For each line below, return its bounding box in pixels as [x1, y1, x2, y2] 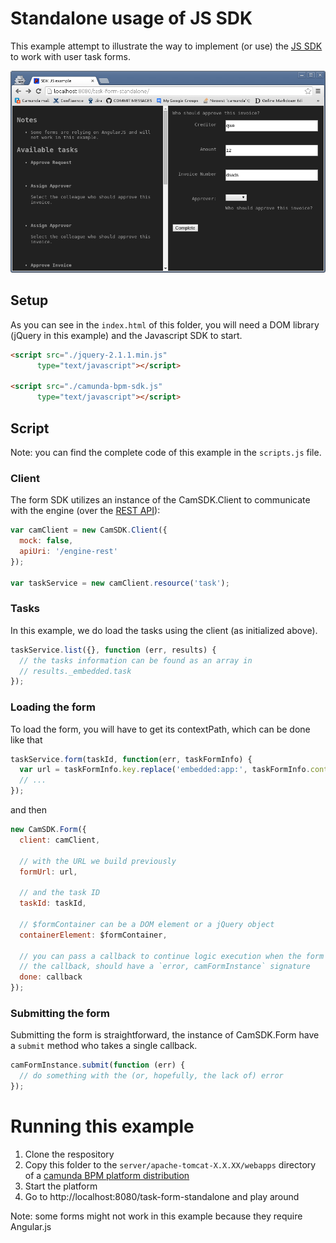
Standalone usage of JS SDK [10, 7, 253, 30]
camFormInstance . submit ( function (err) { [10, 1060, 186, 1071]
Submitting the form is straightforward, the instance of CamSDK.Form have [10, 1029, 320, 1041]
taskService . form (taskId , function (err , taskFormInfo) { [10, 754, 253, 764]
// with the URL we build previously [19, 856, 177, 866]
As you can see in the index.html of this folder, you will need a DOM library [10, 318, 320, 331]
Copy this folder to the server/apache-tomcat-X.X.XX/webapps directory [24, 1158, 317, 1171]
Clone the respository [24, 1148, 115, 1160]
